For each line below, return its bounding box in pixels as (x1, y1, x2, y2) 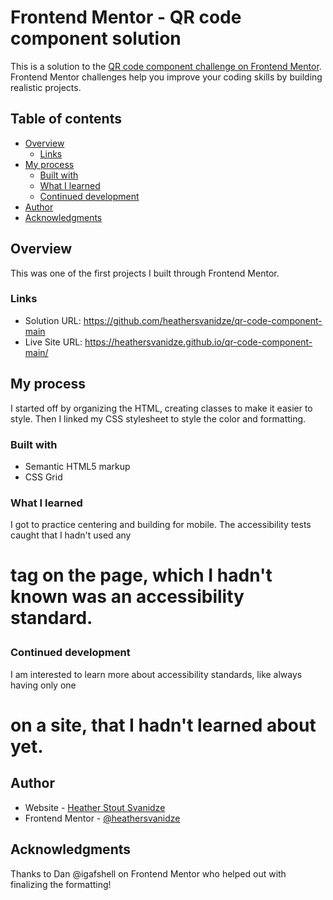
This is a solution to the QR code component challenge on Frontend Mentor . (10, 60, 322, 72)
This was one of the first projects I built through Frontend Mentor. (10, 267, 280, 279)
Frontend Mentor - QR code (10, 6, 242, 29)
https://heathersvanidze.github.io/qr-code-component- (84, 336, 313, 348)
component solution (10, 27, 182, 50)
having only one (10, 679, 77, 691)
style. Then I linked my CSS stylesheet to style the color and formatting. (10, 412, 307, 425)
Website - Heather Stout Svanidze (24, 801, 166, 813)
